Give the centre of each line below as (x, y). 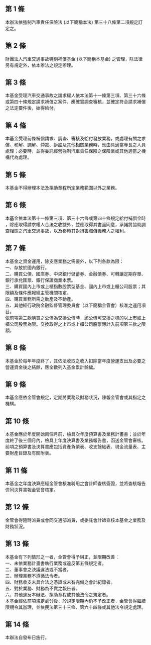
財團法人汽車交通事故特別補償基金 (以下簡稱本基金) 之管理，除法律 (74, 59)
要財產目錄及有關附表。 (29, 453)
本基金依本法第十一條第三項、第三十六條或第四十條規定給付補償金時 (75, 218)
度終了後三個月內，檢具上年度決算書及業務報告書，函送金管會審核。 (75, 440)
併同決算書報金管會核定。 (32, 490)
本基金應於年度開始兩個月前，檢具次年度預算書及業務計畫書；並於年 (75, 434)
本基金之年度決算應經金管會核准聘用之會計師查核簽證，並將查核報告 (75, 483)
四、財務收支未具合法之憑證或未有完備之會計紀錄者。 (60, 582)
